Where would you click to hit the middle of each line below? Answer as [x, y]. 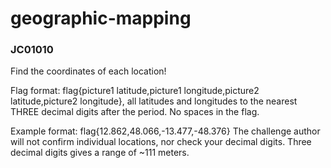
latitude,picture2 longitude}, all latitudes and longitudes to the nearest [154, 101]
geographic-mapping [101, 18]
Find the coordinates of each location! [88, 71]
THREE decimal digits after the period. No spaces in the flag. [135, 112]
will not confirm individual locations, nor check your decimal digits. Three [161, 142]
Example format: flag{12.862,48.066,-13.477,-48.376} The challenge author [165, 131]
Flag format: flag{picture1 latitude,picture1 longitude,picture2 [135, 91]
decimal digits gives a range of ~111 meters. [100, 153]
